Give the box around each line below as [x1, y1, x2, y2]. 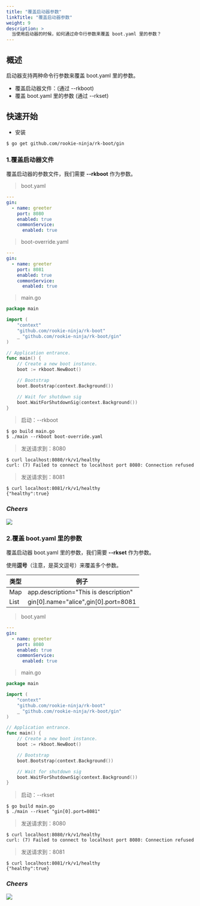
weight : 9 [6, 20, 31, 26]
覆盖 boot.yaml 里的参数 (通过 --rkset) [14, 92, 109, 99]
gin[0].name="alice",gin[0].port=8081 [28, 598, 137, 606]
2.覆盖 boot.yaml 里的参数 [6, 534, 83, 542]
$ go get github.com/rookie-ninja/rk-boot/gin [6, 140, 125, 146]
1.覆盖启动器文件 [6, 156, 54, 164]
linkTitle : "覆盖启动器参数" [6, 14, 73, 20]
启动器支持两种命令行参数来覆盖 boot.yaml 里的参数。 [6, 71, 139, 79]
